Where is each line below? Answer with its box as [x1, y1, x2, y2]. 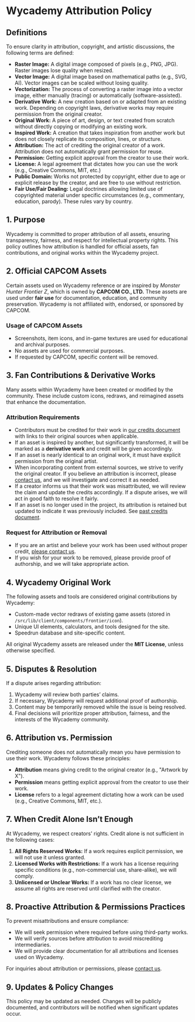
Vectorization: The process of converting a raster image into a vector [14, 86, 183, 92]
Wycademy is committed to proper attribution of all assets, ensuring [6, 230, 170, 237]
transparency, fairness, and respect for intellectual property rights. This [6, 237, 179, 244]
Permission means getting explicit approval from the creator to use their [14, 778, 189, 785]
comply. [14, 872, 34, 879]
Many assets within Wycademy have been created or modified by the [6, 386, 173, 393]
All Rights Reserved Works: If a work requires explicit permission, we [14, 847, 183, 855]
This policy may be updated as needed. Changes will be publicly [6, 998, 162, 1005]
